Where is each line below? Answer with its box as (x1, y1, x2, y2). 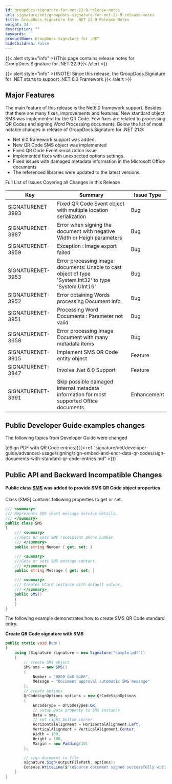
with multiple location (57, 206, 109, 213)
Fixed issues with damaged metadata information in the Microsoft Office (12, 158, 165, 165)
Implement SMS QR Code (57, 348, 118, 355)
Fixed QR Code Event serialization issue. (12, 147, 98, 153)
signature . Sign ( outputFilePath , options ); (24, 760, 116, 765)
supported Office (57, 397, 98, 404)
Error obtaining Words (57, 291, 110, 298)
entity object (57, 355, 88, 362)
